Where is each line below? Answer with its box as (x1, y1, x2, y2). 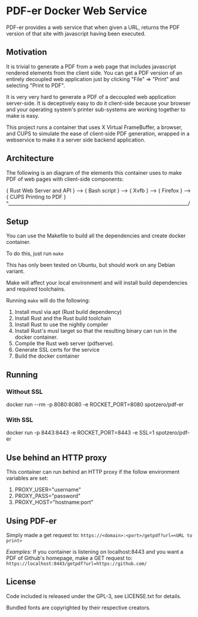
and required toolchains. (6, 285, 66, 293)
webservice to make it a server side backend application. (6, 136, 146, 143)
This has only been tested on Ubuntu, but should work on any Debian (6, 262, 175, 269)
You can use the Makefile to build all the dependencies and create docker (6, 232, 186, 239)
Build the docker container (14, 352, 80, 359)
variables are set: (6, 475, 49, 482)
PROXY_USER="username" (14, 486, 81, 493)
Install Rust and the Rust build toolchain (14, 315, 111, 322)
